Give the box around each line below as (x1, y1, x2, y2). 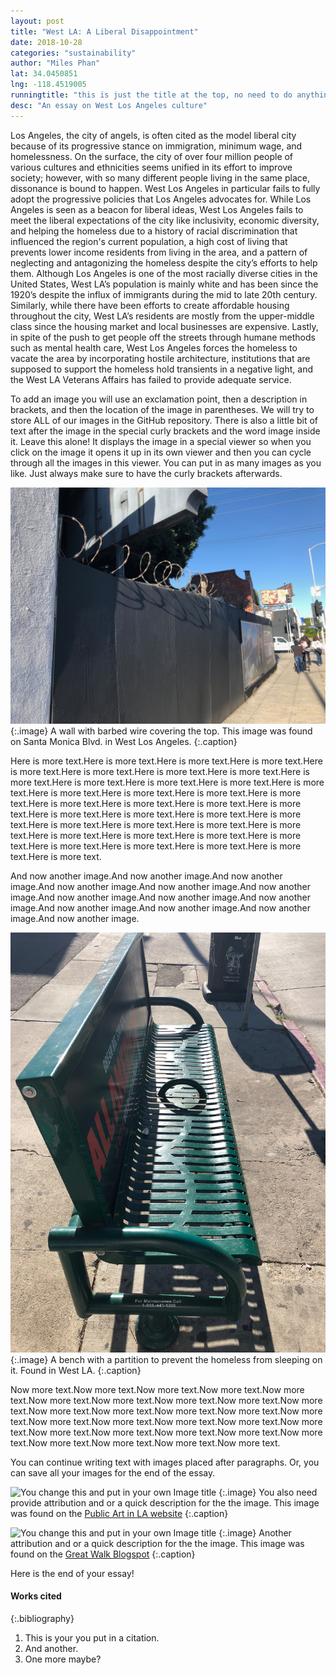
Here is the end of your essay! (10, 1567, 135, 1579)
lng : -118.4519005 (10, 80, 87, 90)
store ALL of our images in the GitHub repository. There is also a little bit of (10, 414, 319, 426)
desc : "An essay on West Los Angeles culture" (10, 100, 208, 110)
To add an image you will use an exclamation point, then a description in (10, 393, 308, 405)
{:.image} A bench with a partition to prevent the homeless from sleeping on (10, 1353, 323, 1365)
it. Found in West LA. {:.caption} (10, 1364, 142, 1376)
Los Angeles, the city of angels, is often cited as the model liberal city (10, 129, 297, 141)
